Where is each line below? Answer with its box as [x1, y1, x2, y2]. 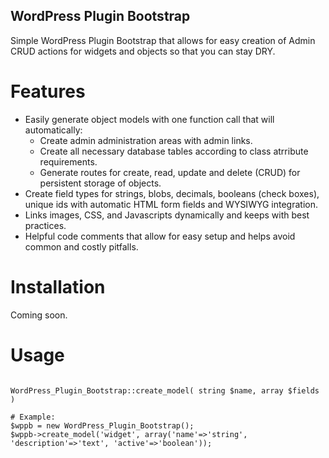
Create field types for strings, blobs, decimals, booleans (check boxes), [24, 187, 320, 199]
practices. [24, 219, 67, 231]
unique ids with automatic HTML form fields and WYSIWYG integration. [24, 198, 318, 210]
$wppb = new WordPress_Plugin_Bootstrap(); [10, 420, 195, 431]
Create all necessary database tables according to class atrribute [39, 145, 309, 157]
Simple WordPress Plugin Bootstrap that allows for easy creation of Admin [10, 34, 316, 46]
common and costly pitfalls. [24, 240, 139, 253]
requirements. [39, 155, 98, 168]
